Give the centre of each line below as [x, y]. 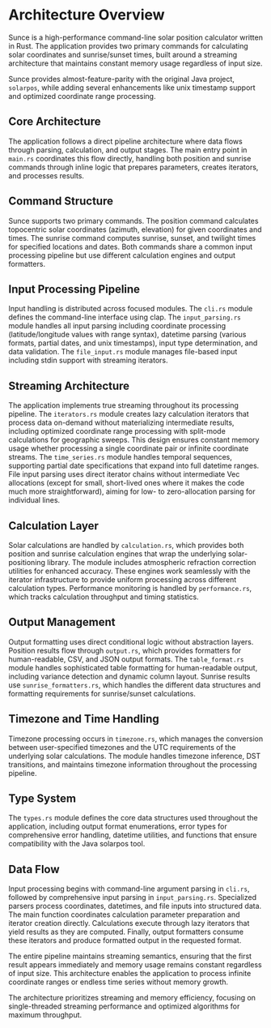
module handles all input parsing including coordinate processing [117, 326]
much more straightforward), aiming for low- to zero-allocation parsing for [132, 491]
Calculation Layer [54, 526]
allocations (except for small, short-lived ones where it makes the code [127, 483]
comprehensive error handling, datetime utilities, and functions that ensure [133, 835]
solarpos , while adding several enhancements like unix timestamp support [132, 88]
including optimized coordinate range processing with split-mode [117, 431]
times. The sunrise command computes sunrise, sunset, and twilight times [132, 238]
